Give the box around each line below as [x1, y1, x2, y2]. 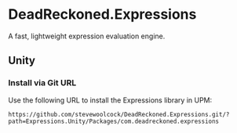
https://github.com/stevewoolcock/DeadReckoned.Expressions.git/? [8, 110, 230, 118]
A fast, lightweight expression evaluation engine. [8, 31, 166, 41]
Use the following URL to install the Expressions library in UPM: [8, 95, 213, 105]
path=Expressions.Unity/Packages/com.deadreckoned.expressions [8, 117, 220, 125]
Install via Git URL [8, 77, 77, 88]
